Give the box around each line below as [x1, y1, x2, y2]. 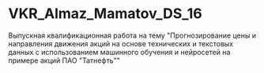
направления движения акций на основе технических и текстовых [8, 38, 234, 48]
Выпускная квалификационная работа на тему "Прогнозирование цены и [8, 31, 257, 40]
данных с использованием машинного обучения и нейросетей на [8, 47, 231, 57]
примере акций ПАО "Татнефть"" [8, 56, 120, 65]
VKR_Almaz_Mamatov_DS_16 [8, 5, 203, 23]
